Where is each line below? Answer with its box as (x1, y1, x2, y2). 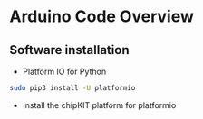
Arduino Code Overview (9, 6, 195, 27)
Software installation (9, 42, 130, 58)
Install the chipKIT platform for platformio (22, 99, 177, 110)
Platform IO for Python (22, 66, 107, 77)
